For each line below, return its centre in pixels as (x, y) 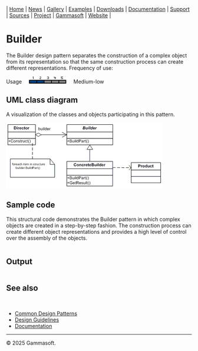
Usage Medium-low (55, 81)
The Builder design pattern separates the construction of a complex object (97, 55)
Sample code (31, 205)
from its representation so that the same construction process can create (95, 61)
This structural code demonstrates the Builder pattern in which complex (93, 219)
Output (19, 261)
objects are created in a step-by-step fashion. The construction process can (99, 225)
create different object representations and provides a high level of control (96, 231)
